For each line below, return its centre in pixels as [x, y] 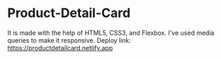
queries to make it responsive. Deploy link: [69, 40]
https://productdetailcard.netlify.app [60, 48]
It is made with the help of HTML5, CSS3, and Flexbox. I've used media [111, 33]
